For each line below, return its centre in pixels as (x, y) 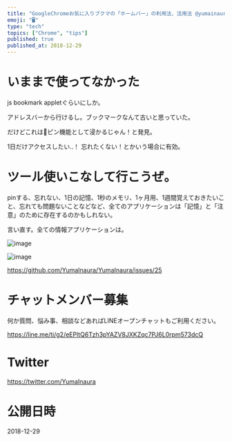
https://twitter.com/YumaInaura (52, 382)
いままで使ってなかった (74, 82)
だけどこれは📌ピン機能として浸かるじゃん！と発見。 (82, 131)
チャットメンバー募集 (68, 300)
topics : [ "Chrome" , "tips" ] (48, 33)
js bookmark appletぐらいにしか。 (56, 102)
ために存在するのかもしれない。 (70, 214)
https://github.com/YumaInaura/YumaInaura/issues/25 (85, 270)
